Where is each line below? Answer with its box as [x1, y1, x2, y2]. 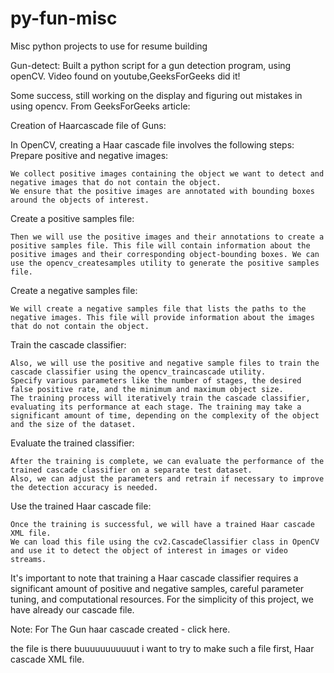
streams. [10, 554, 47, 564]
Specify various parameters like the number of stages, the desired [10, 375, 302, 386]
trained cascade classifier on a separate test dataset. [10, 465, 253, 475]
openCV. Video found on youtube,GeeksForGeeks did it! [10, 70, 241, 82]
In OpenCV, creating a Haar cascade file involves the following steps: [10, 138, 295, 151]
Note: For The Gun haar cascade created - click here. [10, 623, 231, 635]
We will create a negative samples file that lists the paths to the [10, 303, 307, 314]
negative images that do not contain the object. [10, 177, 222, 187]
